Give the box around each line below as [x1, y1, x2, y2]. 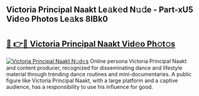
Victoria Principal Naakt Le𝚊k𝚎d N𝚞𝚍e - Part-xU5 [6, 5, 194, 15]
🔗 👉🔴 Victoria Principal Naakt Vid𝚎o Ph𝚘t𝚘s [6, 39, 176, 49]
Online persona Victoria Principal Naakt [90, 58, 187, 64]
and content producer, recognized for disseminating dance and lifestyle [6, 64, 182, 71]
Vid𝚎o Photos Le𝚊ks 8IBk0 [6, 14, 108, 24]
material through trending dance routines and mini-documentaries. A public [6, 71, 192, 78]
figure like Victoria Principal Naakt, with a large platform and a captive [6, 77, 178, 84]
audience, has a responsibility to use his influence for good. [6, 83, 154, 90]
